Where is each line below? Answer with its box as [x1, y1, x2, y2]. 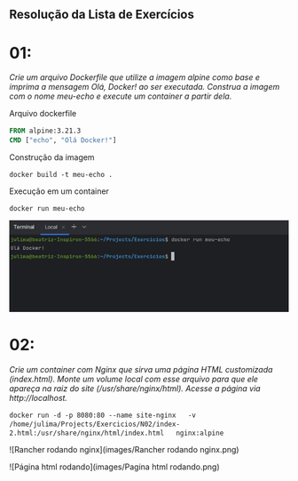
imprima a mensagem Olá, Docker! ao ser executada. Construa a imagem [9, 82, 280, 92]
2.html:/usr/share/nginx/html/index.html [9, 429, 165, 438]
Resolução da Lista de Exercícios [9, 7, 195, 22]
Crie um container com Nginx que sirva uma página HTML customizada [9, 365, 273, 375]
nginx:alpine [176, 429, 224, 438]
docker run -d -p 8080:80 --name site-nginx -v [9, 411, 197, 421]
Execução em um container [9, 186, 109, 196]
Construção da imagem [9, 152, 95, 163]
